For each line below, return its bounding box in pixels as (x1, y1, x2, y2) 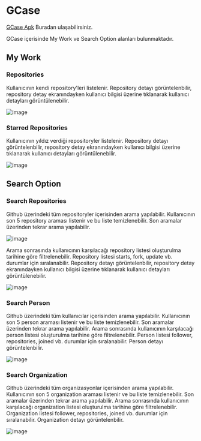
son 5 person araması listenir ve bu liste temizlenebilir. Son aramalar (6, 319, 175, 326)
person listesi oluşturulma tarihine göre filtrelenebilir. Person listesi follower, (6, 331, 193, 338)
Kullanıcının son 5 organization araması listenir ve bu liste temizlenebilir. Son (6, 391, 194, 398)
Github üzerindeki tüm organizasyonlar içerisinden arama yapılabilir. (6, 385, 174, 392)
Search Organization (6, 370, 68, 379)
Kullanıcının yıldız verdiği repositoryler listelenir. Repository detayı (6, 137, 169, 144)
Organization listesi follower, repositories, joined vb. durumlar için (6, 410, 168, 417)
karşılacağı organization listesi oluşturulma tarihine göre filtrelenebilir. (6, 403, 178, 411)
